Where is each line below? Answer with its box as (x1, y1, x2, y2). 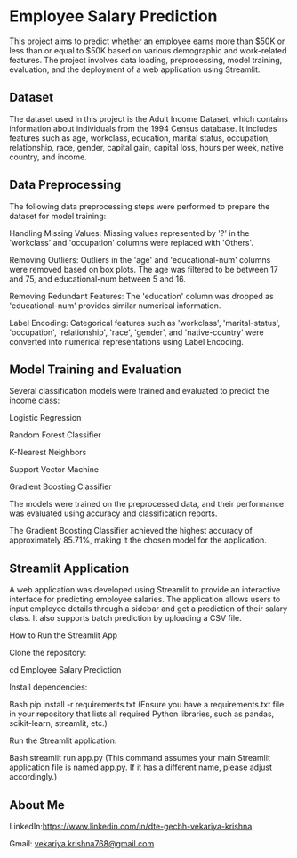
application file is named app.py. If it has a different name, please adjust (9, 762, 273, 772)
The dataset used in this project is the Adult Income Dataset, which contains (9, 113, 289, 124)
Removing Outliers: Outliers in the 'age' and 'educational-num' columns (9, 254, 271, 265)
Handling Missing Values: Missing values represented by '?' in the (9, 227, 250, 238)
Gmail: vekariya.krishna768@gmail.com (9, 838, 155, 848)
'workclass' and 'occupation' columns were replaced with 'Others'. (9, 237, 253, 248)
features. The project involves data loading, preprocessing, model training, (9, 54, 283, 65)
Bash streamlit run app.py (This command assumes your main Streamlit (9, 753, 271, 764)
